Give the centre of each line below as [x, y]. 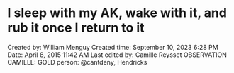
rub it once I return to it [76, 28]
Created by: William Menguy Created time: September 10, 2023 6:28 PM [113, 47]
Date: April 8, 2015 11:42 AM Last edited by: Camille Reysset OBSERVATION [117, 55]
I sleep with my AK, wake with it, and [117, 13]
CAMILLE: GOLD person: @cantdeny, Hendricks [77, 62]
